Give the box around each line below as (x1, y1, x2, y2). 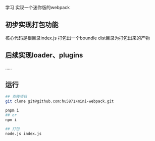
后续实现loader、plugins (5, 51, 83, 59)
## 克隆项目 (5, 94, 28, 99)
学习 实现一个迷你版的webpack (5, 5, 70, 10)
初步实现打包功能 (5, 21, 59, 29)
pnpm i (5, 108, 19, 113)
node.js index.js (5, 131, 42, 136)
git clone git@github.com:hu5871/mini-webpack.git (5, 99, 114, 104)
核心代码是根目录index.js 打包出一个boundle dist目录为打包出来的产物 (5, 35, 150, 41)
